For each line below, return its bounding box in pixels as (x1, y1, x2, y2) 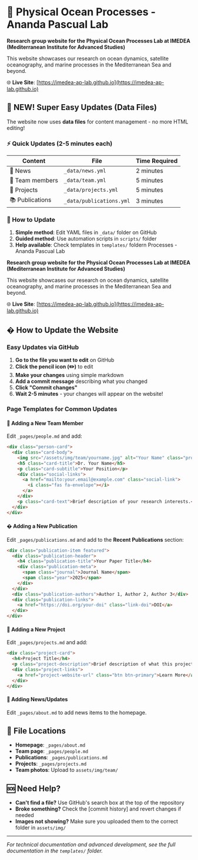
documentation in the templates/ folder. (6, 847, 103, 855)
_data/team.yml (63, 177, 106, 184)
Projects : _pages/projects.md (15, 760, 87, 767)
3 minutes (135, 196, 163, 205)
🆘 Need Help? (6, 784, 61, 794)
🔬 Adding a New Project (6, 626, 65, 633)
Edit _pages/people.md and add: (6, 432, 83, 440)
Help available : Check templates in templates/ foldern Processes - (15, 241, 177, 249)
